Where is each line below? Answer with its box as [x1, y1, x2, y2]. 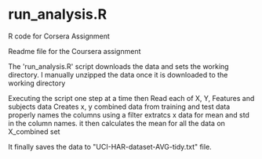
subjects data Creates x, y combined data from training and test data [8, 102, 231, 111]
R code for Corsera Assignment [8, 31, 110, 41]
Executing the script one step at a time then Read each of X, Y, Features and [8, 93, 255, 103]
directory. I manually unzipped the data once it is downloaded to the [8, 70, 228, 79]
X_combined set [8, 127, 60, 136]
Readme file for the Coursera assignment [8, 46, 141, 56]
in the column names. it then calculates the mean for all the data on [8, 118, 226, 128]
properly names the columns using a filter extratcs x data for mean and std [8, 110, 249, 119]
